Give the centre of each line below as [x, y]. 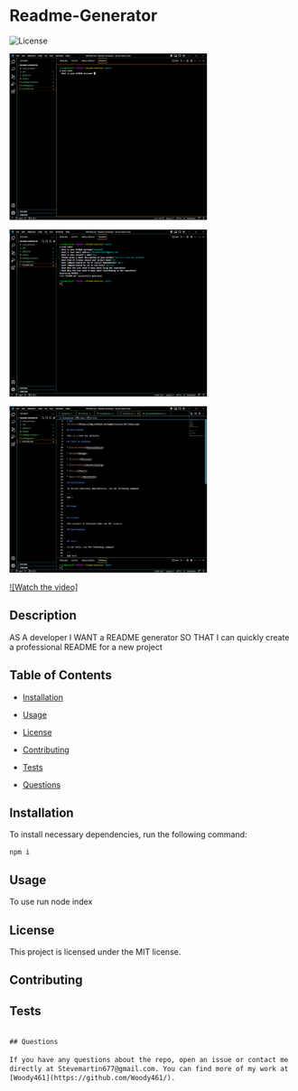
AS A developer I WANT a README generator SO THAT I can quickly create [149, 637]
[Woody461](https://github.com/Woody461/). [93, 1078]
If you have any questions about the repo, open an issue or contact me [149, 1060]
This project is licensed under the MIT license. [95, 951]
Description [43, 615]
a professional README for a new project [86, 647]
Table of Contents [61, 675]
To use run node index [51, 902]
